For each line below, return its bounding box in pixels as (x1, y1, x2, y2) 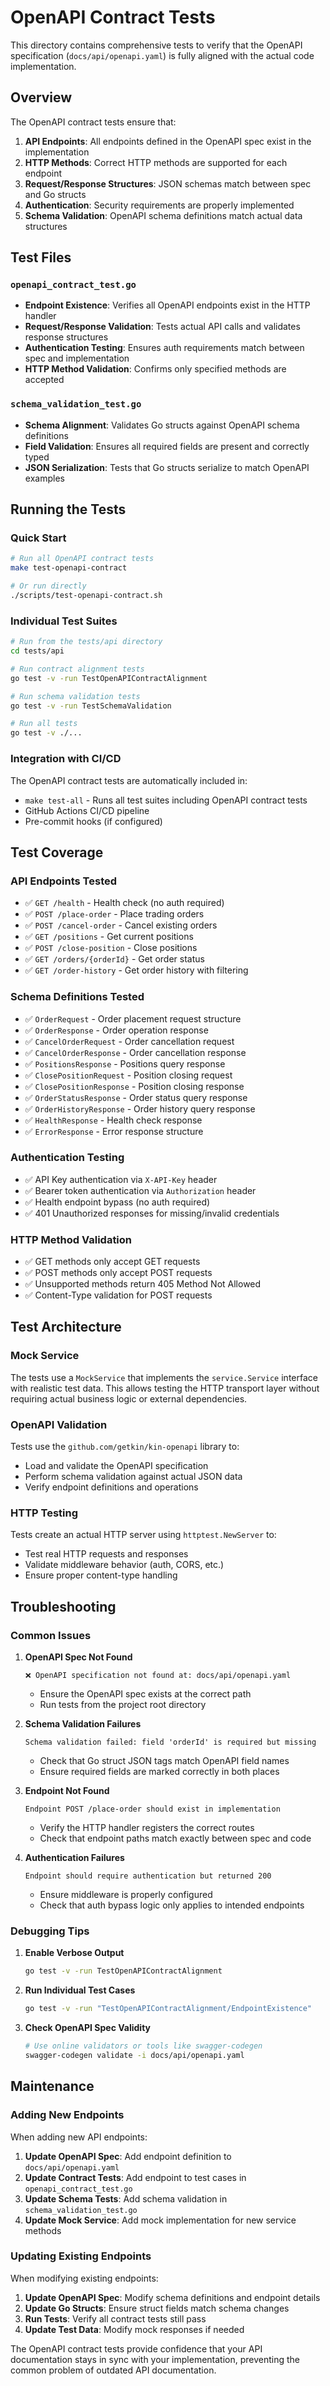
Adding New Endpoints (10, 2108, 125, 2122)
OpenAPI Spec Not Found (24, 1651, 133, 1663)
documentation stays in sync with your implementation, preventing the (10, 2353, 301, 2365)
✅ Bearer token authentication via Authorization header (24, 1184, 257, 1196)
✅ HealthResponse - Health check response (24, 1114, 203, 1126)
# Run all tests (10, 719, 78, 729)
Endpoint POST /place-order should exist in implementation (24, 1804, 281, 1815)
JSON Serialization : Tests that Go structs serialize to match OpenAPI (24, 461, 310, 473)
